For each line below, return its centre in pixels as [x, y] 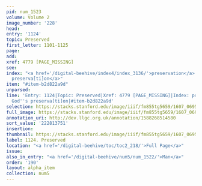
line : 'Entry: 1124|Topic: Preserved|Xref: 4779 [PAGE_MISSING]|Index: [98, 95]
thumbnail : [20, 135]
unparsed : [19, 90]
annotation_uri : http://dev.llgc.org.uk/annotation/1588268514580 [91, 118]
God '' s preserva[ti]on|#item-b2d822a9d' [63, 101]
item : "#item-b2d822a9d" [37, 85]
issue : [14, 151]
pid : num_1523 [24, 12]
